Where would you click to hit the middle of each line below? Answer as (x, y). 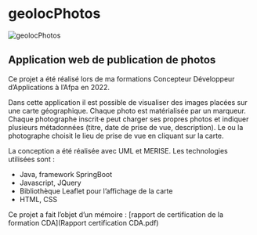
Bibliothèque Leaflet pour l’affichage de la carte (96, 191)
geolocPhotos (54, 14)
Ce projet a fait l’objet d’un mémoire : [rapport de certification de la (116, 214)
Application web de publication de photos (112, 60)
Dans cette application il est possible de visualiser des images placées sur (128, 102)
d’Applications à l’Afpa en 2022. (59, 87)
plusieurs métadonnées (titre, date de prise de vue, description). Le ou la (126, 127)
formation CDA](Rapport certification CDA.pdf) (83, 222)
